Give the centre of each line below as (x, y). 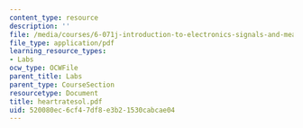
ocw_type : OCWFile (44, 69)
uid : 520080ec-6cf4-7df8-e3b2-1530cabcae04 (92, 110)
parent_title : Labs (46, 77)
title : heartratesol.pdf (56, 101)
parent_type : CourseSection (62, 85)
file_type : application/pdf (62, 43)
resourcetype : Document (54, 93)
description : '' (40, 26)
